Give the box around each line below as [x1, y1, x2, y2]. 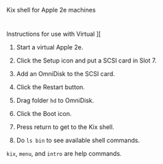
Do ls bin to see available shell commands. [16, 137, 140, 145]
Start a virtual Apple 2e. [16, 43, 84, 51]
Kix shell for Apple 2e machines [6, 6, 97, 14]
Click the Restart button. [16, 83, 85, 91]
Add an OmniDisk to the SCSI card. [16, 70, 116, 78]
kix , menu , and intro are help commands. [6, 150, 122, 158]
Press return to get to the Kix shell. [16, 123, 114, 131]
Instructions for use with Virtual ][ [6, 30, 101, 38]
